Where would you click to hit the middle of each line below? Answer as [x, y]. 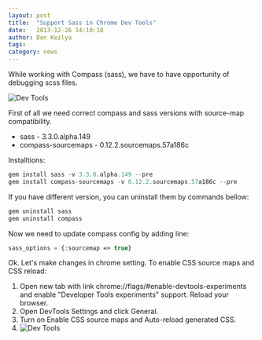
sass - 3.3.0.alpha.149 [55, 137]
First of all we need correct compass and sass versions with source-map [126, 113]
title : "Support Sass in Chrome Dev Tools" [82, 23]
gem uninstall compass [45, 218]
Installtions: [27, 160]
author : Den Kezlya [40, 37]
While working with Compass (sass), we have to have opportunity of [119, 74]
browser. [34, 303]
